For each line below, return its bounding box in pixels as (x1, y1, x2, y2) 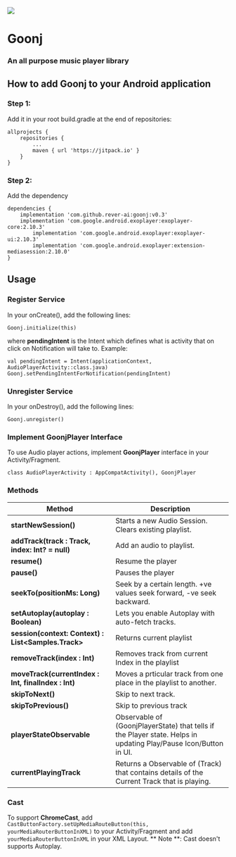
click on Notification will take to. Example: (7, 344, 128, 352)
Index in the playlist (115, 657, 179, 667)
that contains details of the (115, 768, 204, 777)
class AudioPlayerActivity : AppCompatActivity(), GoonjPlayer (7, 469, 197, 477)
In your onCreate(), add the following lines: (7, 311, 131, 319)
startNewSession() (11, 520, 76, 530)
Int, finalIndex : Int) (11, 677, 75, 687)
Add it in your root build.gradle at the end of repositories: (7, 115, 172, 123)
